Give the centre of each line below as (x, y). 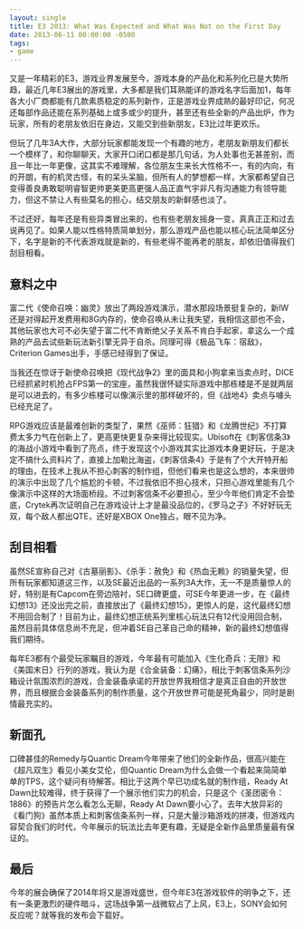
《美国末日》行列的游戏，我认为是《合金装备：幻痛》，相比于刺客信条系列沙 (150, 669)
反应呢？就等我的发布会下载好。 (69, 915)
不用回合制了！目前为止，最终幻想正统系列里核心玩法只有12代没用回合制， (148, 616)
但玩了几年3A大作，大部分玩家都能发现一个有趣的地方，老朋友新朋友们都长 (149, 143)
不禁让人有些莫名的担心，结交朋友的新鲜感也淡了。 (136, 199)
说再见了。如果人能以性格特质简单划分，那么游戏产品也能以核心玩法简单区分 (152, 230)
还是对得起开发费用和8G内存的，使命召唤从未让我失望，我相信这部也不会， (150, 319)
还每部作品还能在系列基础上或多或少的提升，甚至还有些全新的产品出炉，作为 (152, 112)
